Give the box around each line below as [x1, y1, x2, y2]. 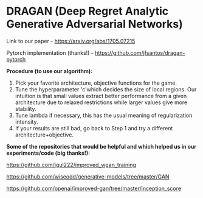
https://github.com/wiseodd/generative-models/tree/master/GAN [6, 172, 170, 180]
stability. [15, 105, 36, 112]
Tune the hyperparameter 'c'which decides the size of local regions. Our [15, 85, 197, 93]
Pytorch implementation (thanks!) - [6, 49, 94, 56]
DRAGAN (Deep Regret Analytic [6, 4, 169, 18]
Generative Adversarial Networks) [6, 17, 184, 31]
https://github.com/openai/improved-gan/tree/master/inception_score [6, 185, 181, 192]
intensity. [15, 118, 38, 126]
